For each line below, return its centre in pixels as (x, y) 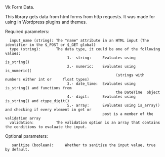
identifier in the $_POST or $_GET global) (51, 45)
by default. (17, 150)
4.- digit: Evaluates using (101, 97)
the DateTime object (138, 92)
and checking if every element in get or (48, 110)
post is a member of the (128, 114)
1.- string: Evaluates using (101, 58)
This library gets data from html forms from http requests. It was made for (80, 17)
